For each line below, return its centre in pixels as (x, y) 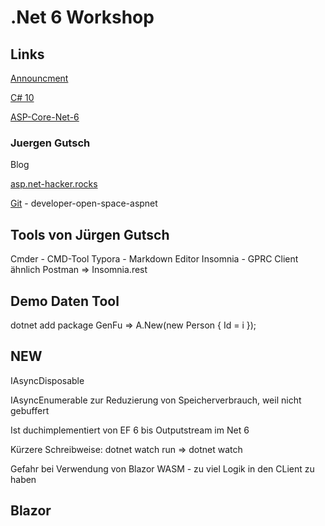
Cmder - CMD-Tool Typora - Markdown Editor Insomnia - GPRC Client (154, 259)
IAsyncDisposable (47, 380)
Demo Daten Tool (65, 301)
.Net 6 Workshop (82, 17)
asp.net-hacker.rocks (54, 184)
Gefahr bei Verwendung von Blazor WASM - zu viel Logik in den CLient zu (162, 468)
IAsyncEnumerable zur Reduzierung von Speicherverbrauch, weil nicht (156, 400)
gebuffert (30, 410)
